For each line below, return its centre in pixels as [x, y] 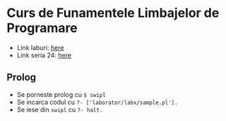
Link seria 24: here [44, 55]
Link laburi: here [40, 47]
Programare [42, 28]
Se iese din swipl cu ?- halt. [60, 109]
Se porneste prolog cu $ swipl [61, 94]
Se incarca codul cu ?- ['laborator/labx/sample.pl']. [97, 102]
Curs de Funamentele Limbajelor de [113, 13]
